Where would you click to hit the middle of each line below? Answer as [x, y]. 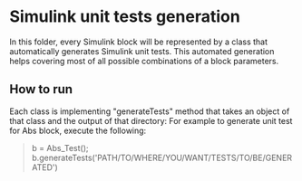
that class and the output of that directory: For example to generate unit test [151, 120]
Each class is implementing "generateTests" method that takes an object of [150, 111]
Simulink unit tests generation [125, 17]
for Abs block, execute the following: [78, 130]
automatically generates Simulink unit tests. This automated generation [142, 51]
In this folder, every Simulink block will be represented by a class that [139, 42]
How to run [41, 89]
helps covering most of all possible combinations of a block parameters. [144, 61]
